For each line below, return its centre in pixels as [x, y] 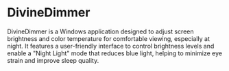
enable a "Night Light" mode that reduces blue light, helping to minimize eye [115, 53]
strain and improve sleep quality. [53, 60]
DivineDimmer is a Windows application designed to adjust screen [100, 31]
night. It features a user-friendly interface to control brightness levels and [111, 46]
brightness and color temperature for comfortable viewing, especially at [109, 38]
